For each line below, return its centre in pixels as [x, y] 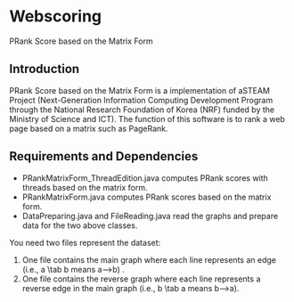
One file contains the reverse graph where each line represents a [141, 279]
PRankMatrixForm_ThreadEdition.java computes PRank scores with [145, 178]
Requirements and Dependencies [104, 156]
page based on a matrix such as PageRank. [89, 128]
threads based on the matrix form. [85, 187]
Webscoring [56, 16]
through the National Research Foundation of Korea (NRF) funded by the [142, 110]
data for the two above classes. [80, 225]
